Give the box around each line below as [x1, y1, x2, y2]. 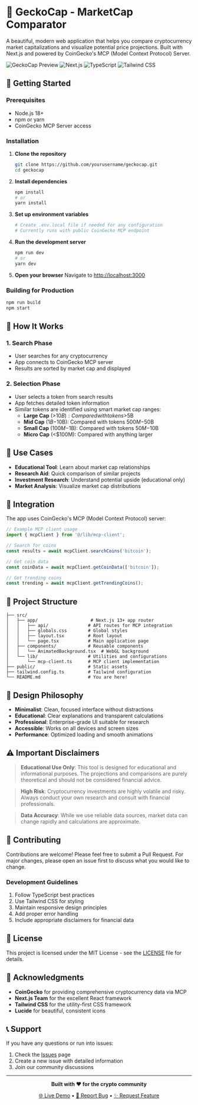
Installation [6, 137, 39, 145]
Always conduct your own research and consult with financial [20, 793, 170, 801]
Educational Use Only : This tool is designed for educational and [20, 763, 177, 770]
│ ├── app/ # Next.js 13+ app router [6, 618, 154, 624]
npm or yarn [14, 116, 45, 123]
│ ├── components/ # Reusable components [6, 643, 144, 650]
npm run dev [14, 250, 44, 256]
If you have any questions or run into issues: [6, 1040, 114, 1047]
